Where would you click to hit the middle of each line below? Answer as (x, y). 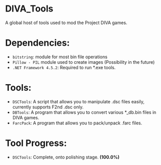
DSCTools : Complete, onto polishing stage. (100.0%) (66, 157)
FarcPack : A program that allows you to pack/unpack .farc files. (77, 123)
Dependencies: (37, 43)
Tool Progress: (36, 143)
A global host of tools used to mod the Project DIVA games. (66, 23)
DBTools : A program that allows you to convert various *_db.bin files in (84, 112)
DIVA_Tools (29, 9)
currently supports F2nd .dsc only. (48, 107)
